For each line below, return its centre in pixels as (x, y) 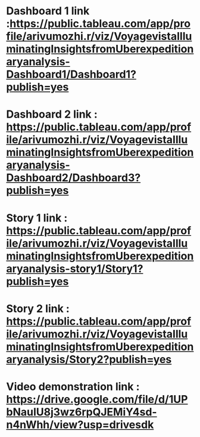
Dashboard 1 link (48, 11)
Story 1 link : (37, 218)
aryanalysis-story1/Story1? (75, 268)
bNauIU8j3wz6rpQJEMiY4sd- (82, 412)
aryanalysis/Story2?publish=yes (89, 359)
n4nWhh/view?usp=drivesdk (80, 424)
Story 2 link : (38, 308)
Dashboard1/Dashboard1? (71, 74)
